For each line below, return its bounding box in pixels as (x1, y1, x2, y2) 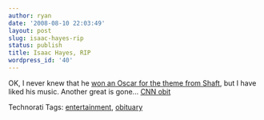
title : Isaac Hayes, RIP (8, 49, 91, 57)
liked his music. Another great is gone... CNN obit (8, 86, 171, 96)
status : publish (8, 42, 62, 50)
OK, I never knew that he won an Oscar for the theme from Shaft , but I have (8, 78, 257, 88)
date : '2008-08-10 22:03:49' (8, 19, 106, 27)
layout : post (8, 26, 52, 34)
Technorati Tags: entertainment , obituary (8, 102, 143, 112)
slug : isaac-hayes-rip (8, 34, 84, 42)
